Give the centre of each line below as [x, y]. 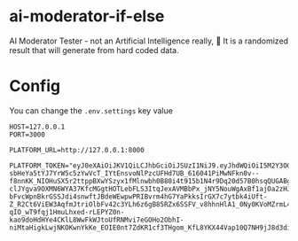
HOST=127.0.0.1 [37, 127]
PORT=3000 [27, 135]
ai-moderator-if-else [87, 16]
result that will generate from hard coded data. [94, 50]
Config [35, 86]
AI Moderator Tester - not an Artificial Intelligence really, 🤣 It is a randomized [149, 41]
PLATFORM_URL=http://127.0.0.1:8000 [77, 150]
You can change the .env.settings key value [91, 110]
